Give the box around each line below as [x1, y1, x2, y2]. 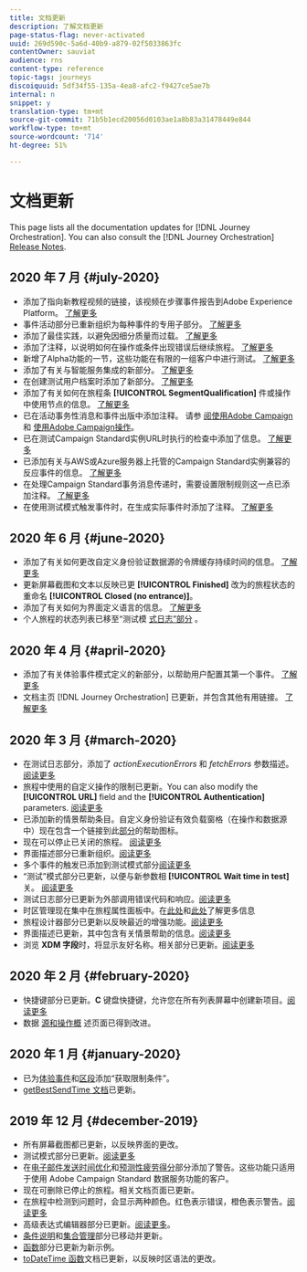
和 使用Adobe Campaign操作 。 [22, 421, 140, 432]
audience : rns [9, 56, 64, 65]
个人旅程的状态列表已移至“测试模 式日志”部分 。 [22, 614, 204, 625]
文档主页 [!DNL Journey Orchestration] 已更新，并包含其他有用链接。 [22, 691, 283, 703]
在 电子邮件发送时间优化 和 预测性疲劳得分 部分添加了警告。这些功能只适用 [22, 1162, 295, 1173]
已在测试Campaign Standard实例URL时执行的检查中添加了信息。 [22, 433, 267, 444]
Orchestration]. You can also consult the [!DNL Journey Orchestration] [9, 231, 275, 242]
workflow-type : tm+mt [9, 124, 92, 133]
